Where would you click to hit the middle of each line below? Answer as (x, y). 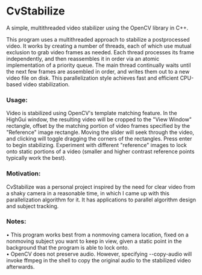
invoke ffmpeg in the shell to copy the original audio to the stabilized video (99, 260)
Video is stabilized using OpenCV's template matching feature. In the (92, 113)
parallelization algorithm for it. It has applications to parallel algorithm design (101, 200)
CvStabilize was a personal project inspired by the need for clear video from (101, 187)
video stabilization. (46, 84)
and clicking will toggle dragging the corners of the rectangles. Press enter (99, 139)
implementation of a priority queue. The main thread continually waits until (99, 65)
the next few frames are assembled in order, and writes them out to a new (98, 71)
